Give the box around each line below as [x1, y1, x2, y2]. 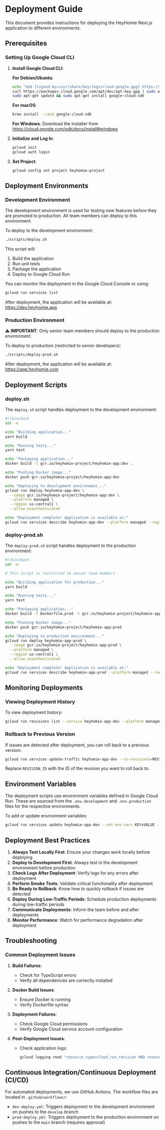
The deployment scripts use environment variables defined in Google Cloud [5, 793, 158, 799]
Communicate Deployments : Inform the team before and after [12, 906, 139, 912]
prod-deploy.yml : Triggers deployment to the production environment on [12, 1114, 159, 1120]
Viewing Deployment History [5, 698, 75, 705]
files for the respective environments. [5, 804, 81, 809]
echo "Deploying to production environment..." [5, 634, 105, 639]
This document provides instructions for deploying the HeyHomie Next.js [5, 20, 153, 26]
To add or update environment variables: [5, 813, 87, 819]
